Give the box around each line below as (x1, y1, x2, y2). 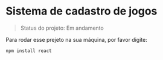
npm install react (5, 47, 52, 54)
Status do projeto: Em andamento (20, 24, 104, 32)
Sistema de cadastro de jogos (5, 4, 158, 18)
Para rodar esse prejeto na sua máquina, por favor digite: (5, 36, 147, 43)
